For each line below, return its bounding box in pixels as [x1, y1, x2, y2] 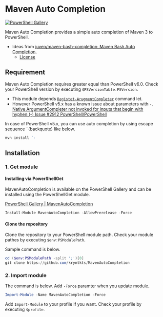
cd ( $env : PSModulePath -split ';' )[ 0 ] [5, 256, 84, 261]
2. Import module [5, 272, 47, 278]
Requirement [5, 68, 45, 77]
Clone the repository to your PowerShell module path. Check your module [5, 232, 154, 238]
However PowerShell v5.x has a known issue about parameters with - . [12, 101, 153, 107]
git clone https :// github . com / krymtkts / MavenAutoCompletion [5, 260, 130, 265]
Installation [5, 149, 40, 157]
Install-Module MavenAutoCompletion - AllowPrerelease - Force [5, 211, 132, 216]
